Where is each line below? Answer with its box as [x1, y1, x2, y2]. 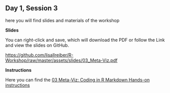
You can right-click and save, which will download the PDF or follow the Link [5, 37, 165, 43]
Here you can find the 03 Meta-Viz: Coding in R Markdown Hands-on [5, 76, 150, 82]
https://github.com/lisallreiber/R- [5, 52, 74, 58]
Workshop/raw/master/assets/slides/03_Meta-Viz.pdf [5, 57, 118, 63]
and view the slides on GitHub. [5, 42, 70, 48]
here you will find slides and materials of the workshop [5, 17, 120, 23]
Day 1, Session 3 [5, 4, 58, 13]
